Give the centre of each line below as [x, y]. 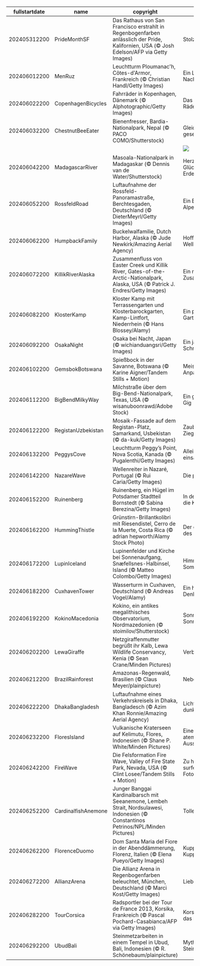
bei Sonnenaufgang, [137, 557]
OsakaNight [69, 345]
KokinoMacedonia [77, 618]
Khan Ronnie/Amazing [140, 713]
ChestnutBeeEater [77, 131]
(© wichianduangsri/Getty [144, 345]
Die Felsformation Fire [139, 755]
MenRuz [65, 76]
